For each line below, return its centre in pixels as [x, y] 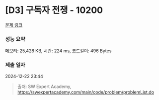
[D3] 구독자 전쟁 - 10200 [54, 10]
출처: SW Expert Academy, [44, 86]
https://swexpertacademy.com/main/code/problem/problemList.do [86, 92]
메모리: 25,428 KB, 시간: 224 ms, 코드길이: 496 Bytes [58, 51]
